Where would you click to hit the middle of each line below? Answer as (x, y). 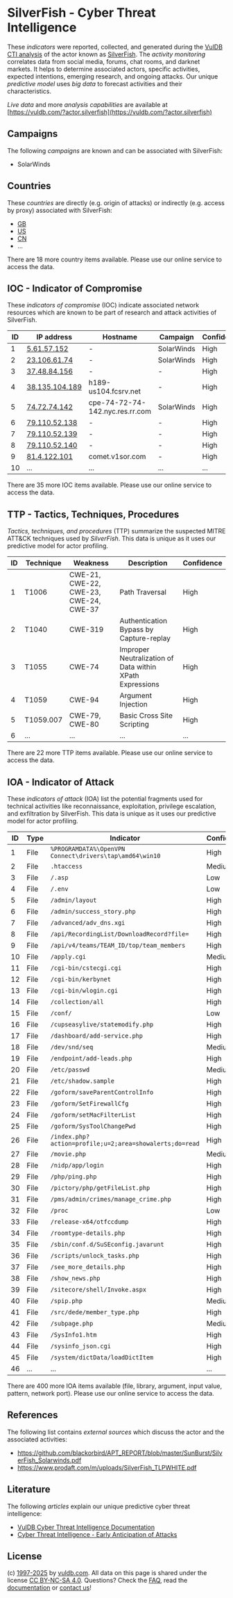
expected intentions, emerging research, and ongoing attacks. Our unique (113, 76)
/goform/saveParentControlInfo (102, 1092)
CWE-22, (85, 583)
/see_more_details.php (88, 1267)
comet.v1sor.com (117, 457)
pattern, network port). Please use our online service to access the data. (111, 1393)
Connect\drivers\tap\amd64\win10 (105, 856)
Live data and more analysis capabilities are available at (87, 104)
